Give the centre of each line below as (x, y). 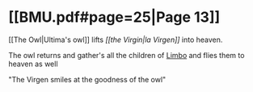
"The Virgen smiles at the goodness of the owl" (87, 79)
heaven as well (33, 64)
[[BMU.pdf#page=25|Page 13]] (114, 17)
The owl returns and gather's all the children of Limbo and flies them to (126, 55)
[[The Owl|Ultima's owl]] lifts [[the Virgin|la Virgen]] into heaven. (116, 40)
